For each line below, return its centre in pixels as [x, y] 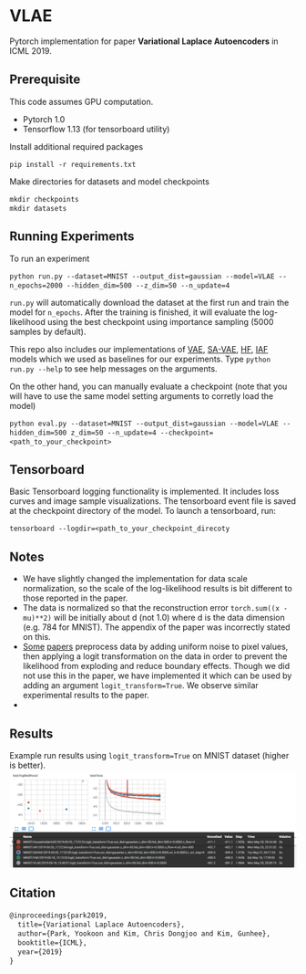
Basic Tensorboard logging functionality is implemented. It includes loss [144, 492]
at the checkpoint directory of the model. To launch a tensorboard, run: [143, 511]
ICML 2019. [31, 50]
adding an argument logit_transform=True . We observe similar [141, 686]
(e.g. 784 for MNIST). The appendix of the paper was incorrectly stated [156, 627]
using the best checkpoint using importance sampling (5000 [160, 321]
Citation [33, 893]
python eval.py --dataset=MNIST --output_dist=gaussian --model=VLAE [144, 424]
